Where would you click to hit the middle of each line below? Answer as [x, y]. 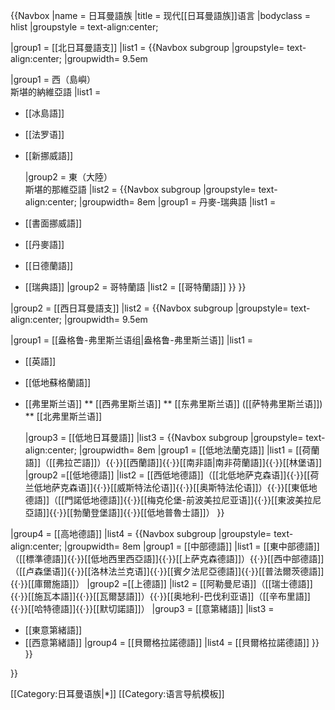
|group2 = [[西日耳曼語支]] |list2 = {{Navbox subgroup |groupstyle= [149, 308]
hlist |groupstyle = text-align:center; [84, 27]
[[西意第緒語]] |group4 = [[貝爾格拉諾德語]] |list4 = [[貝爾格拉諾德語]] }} [172, 642]
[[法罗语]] [44, 134]
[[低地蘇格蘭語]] [58, 382]
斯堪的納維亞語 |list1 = [56, 92]
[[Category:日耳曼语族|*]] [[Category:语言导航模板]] [117, 693]
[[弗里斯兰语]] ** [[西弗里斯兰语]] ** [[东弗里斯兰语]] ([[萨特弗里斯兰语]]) [173, 403]
